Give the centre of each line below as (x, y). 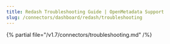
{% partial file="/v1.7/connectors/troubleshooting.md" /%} (79, 34)
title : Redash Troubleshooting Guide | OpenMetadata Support (85, 12)
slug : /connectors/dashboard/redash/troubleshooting (74, 17)
